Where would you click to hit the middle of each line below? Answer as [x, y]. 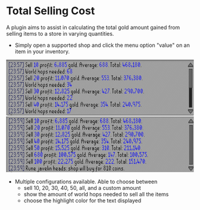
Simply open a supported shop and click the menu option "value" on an [102, 45]
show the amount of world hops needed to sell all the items [96, 194]
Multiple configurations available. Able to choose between [86, 182]
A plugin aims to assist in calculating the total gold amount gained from [93, 27]
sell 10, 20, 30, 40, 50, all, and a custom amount [82, 187]
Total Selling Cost [51, 11]
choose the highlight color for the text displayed [82, 201]
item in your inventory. [42, 51]
